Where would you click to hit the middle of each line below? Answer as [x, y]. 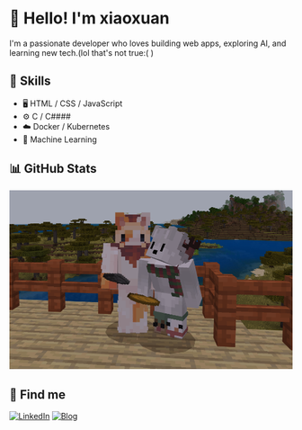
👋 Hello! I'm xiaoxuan [89, 18]
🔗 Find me [37, 394]
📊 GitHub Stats [53, 169]
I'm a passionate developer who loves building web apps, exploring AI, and [148, 43]
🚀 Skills [30, 81]
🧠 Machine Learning [59, 139]
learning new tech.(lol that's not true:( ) [82, 52]
